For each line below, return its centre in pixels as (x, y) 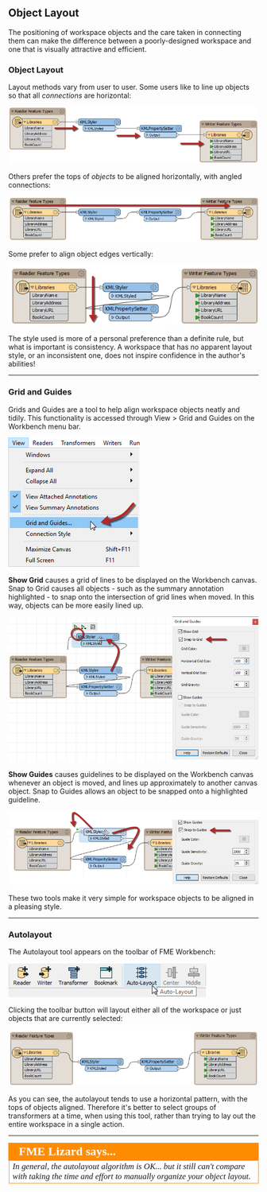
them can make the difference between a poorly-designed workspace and (130, 41)
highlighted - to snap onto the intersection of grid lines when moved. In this (131, 596)
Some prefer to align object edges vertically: (81, 254)
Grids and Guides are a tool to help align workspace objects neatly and (124, 410)
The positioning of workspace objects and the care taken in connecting (125, 32)
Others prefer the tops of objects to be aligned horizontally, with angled (125, 177)
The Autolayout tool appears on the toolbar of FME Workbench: (112, 952)
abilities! (22, 364)
